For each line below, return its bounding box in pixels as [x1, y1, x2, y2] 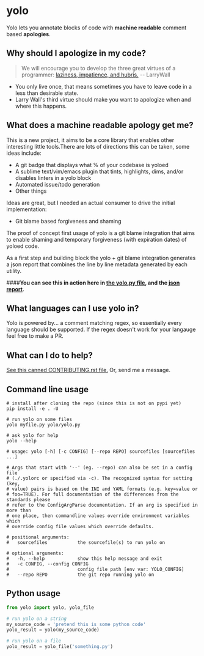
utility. [6, 267, 22, 274]
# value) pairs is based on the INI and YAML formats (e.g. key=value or [6, 486, 199, 492]
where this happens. [15, 102, 67, 110]
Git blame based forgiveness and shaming [15, 217, 122, 225]
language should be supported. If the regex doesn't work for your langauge [6, 326, 196, 334]
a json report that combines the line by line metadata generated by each [6, 261, 188, 268]
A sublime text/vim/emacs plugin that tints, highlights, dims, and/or [15, 168, 184, 175]
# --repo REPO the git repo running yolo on [6, 572, 155, 578]
